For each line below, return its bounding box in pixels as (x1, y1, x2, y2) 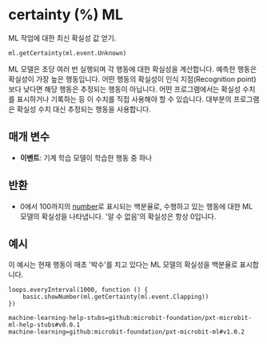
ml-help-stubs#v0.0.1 (8, 321, 81, 330)
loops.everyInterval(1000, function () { (8, 286, 149, 294)
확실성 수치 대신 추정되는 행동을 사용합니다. (16, 104, 152, 114)
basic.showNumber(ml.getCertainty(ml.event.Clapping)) (22, 293, 209, 302)
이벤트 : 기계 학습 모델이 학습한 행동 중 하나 (19, 152, 153, 162)
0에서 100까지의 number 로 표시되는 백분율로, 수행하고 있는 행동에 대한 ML (19, 201, 253, 211)
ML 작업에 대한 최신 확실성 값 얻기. (8, 33, 117, 42)
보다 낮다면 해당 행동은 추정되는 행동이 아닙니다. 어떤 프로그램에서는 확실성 (8, 84, 241, 94)
